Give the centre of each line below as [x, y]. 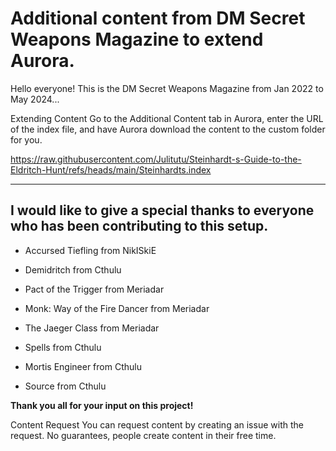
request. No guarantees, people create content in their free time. [143, 435]
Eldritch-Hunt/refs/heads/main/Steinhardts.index [111, 169]
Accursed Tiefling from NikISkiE [90, 250]
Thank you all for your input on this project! [102, 405]
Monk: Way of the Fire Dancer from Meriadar [117, 308]
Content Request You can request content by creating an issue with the [157, 424]
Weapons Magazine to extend [137, 39]
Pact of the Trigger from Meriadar [94, 289]
